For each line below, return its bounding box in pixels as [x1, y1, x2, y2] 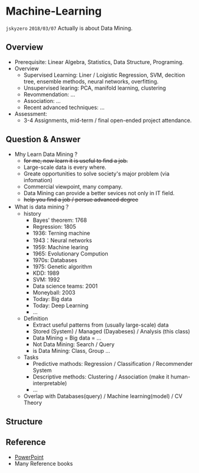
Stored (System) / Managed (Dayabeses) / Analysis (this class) [32, 327, 190, 335]
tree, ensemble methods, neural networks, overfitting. [23, 77, 159, 85]
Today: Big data [32, 295, 72, 302]
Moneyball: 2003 [32, 288, 75, 296]
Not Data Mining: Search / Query [32, 340, 115, 348]
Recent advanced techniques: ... [23, 104, 105, 111]
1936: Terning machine [32, 229, 91, 237]
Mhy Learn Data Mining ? [14, 151, 78, 158]
